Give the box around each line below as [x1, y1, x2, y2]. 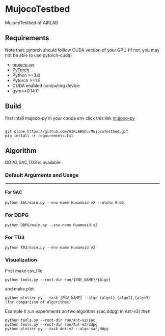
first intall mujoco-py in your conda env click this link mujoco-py [5, 115, 135, 121]
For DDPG [5, 211, 29, 218]
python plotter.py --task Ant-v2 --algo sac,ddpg [5, 326, 109, 331]
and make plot [5, 286, 34, 292]
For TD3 [5, 234, 25, 241]
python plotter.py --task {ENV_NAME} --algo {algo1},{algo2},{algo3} [5, 295, 151, 300]
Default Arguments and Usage [5, 172, 79, 179]
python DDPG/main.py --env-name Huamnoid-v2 [5, 223, 98, 228]
